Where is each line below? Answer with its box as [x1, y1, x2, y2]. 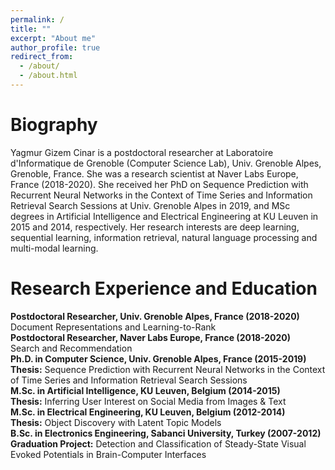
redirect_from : [10, 52, 74, 62]
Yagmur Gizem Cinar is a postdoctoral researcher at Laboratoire [10, 146, 274, 158]
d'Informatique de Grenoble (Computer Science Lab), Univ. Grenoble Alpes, [10, 157, 322, 169]
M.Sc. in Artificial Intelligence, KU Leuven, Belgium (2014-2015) [10, 384, 281, 396]
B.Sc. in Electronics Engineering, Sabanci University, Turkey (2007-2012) [10, 427, 322, 439]
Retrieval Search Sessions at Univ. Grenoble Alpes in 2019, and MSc [10, 199, 291, 211]
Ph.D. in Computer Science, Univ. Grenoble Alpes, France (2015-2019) [10, 352, 307, 365]
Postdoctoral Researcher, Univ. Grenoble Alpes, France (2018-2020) [10, 310, 300, 322]
